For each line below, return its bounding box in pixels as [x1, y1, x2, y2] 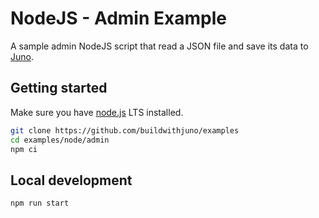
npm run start [10, 198, 70, 209]
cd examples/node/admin [10, 135, 110, 145]
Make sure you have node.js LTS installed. [10, 106, 184, 118]
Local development [10, 172, 133, 189]
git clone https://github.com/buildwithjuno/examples [10, 125, 240, 136]
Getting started [10, 80, 108, 97]
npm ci [10, 144, 38, 154]
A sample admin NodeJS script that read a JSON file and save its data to [10, 40, 309, 52]
